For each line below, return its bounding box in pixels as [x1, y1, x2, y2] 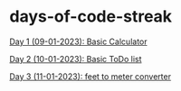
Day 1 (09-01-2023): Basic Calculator [9, 36, 148, 47]
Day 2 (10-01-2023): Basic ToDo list [9, 53, 142, 64]
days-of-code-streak [9, 6, 173, 27]
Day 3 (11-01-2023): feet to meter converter [9, 70, 172, 82]
